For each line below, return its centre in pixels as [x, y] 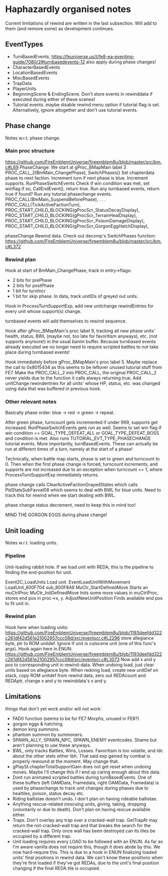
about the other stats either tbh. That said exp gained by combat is [81, 756]
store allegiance [137, 638]
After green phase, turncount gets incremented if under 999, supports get [81, 422]
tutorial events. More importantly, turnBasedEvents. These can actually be [81, 444]
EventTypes [24, 45]
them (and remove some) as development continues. [60, 28]
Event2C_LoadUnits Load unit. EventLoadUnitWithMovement [68, 582]
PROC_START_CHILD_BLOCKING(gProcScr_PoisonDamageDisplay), [75, 220]
